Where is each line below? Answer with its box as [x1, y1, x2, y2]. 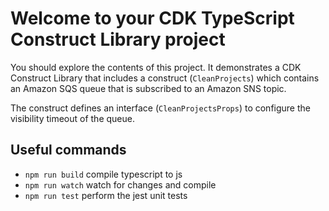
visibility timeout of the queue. [10, 112, 135, 124]
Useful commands [10, 142, 127, 159]
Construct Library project [10, 28, 226, 51]
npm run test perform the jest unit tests [24, 189, 188, 201]
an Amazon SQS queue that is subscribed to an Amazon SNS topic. [10, 82, 287, 94]
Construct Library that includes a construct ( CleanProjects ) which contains [10, 72, 320, 84]
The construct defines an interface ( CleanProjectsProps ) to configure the [10, 102, 311, 114]
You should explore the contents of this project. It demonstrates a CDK [10, 61, 302, 73]
